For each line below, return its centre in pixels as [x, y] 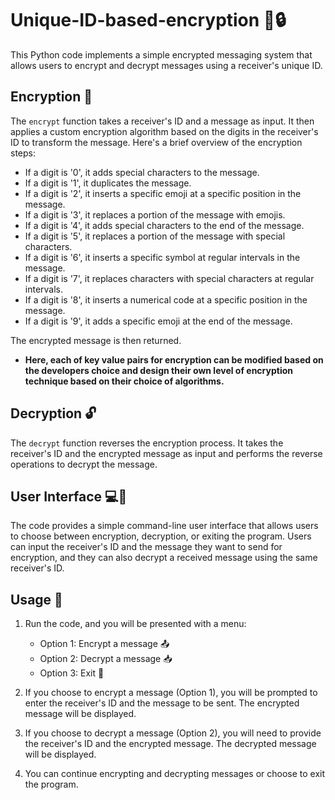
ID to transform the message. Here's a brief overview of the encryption [156, 142]
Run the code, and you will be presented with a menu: [135, 624]
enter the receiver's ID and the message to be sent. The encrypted [162, 703]
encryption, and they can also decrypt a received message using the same [164, 558]
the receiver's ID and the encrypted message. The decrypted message [170, 744]
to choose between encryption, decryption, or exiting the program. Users [161, 536]
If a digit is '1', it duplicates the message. [108, 183]
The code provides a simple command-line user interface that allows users [164, 526]
